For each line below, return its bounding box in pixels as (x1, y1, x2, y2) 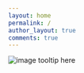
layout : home (8, 11, 52, 20)
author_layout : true (8, 26, 77, 34)
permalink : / (8, 19, 52, 27)
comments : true (8, 33, 59, 42)
